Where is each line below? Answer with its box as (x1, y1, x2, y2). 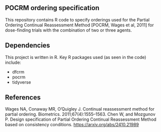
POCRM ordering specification (5, 4, 100, 12)
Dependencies (5, 41, 50, 50)
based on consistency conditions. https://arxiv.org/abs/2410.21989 (5, 122, 139, 128)
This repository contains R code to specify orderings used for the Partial (5, 17, 150, 22)
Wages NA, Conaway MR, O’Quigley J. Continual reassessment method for (5, 106, 155, 112)
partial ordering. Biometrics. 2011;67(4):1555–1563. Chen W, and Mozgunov (5, 112, 156, 117)
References (5, 94, 41, 102)
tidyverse (12, 79, 31, 85)
